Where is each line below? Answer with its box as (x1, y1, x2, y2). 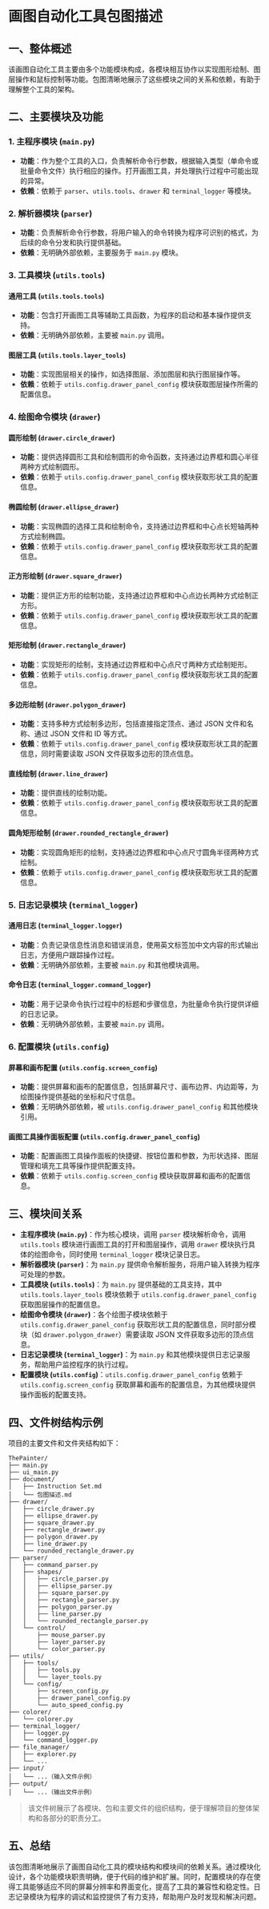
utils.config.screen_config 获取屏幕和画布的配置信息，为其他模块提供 (19, 1379, 256, 1390)
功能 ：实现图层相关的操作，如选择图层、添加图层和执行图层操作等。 (19, 369, 245, 379)
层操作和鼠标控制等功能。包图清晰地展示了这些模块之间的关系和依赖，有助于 (8, 75, 261, 84)
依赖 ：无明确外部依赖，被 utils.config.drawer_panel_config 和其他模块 (19, 1102, 259, 1112)
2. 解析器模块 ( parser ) (8, 207, 93, 219)
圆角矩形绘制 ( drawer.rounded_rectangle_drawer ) (8, 828, 169, 838)
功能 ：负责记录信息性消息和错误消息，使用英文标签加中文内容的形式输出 (19, 940, 259, 949)
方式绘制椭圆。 (19, 531, 70, 541)
